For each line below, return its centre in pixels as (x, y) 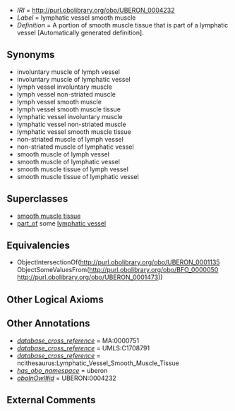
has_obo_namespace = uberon (62, 370)
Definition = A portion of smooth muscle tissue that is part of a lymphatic (122, 25)
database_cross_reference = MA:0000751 (78, 341)
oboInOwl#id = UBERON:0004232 (67, 378)
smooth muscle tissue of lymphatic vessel (78, 176)
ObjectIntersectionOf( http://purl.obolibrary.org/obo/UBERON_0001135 (118, 262)
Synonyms (31, 55)
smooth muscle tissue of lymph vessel (72, 169)
